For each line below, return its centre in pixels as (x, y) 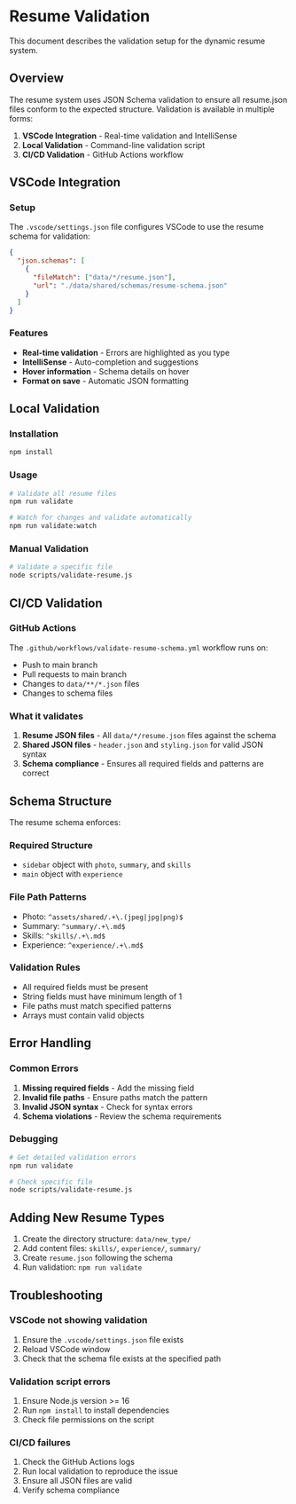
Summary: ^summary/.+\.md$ (74, 925)
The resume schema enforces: (65, 822)
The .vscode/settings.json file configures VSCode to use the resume (136, 227)
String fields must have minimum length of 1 (102, 996)
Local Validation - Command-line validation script (113, 145)
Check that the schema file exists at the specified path (121, 1358)
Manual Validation (49, 549)
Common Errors (44, 1068)
